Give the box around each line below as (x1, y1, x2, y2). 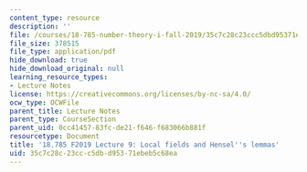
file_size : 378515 (9, 38, 79, 48)
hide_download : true (9, 56, 89, 65)
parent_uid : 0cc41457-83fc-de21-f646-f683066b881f (9, 124, 206, 133)
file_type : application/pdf (9, 47, 117, 56)
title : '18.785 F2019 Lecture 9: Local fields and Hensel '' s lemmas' (9, 140, 281, 149)
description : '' (9, 22, 71, 31)
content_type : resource (9, 13, 101, 23)
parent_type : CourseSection (9, 115, 117, 124)
